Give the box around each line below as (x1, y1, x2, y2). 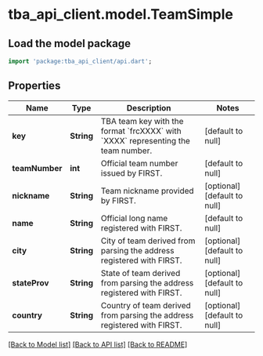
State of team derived (100, 267, 181, 278)
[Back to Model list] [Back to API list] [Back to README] (8, 340, 188, 349)
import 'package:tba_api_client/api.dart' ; (8, 57, 153, 65)
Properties (8, 79, 61, 93)
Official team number (100, 158, 178, 169)
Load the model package (8, 37, 131, 50)
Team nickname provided (100, 185, 194, 196)
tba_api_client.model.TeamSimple (8, 5, 233, 24)
